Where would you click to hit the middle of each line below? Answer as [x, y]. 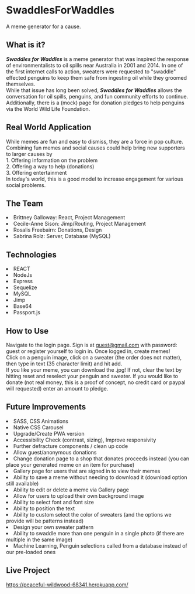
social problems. [26, 185]
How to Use [27, 331]
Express [23, 281]
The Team [25, 203]
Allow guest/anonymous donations [55, 452]
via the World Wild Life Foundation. [48, 108]
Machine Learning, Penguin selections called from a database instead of [101, 545]
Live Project [28, 570]
